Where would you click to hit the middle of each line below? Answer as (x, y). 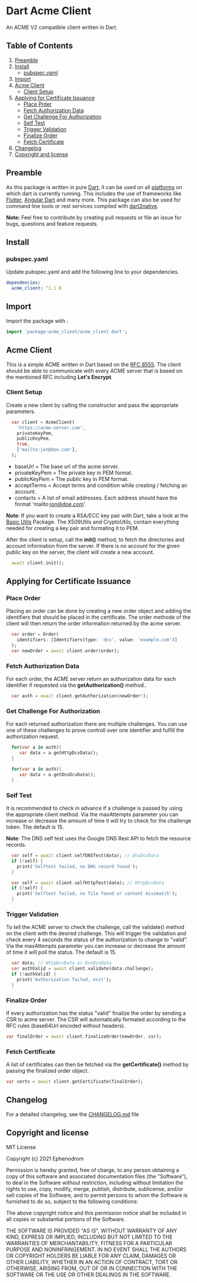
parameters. (21, 411)
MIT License (21, 1147)
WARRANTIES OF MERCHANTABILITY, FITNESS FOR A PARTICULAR (89, 1243)
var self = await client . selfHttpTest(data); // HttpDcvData (88, 883)
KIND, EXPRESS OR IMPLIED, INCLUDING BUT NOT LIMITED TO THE (89, 1237)
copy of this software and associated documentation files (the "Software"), (97, 1176)
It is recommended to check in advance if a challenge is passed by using (94, 808)
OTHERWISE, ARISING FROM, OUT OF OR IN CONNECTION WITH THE (92, 1268)
